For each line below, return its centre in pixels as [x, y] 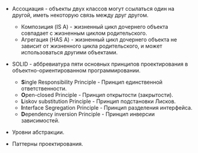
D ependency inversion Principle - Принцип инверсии [88, 114]
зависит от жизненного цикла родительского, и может [92, 46]
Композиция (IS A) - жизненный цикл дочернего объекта [94, 27]
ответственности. [44, 89]
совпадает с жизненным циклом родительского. [84, 33]
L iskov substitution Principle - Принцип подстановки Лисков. [98, 101]
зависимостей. [40, 120]
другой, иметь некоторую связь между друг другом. [80, 15]
